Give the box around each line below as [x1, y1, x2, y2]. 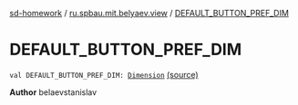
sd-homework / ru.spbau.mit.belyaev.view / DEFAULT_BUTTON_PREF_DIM [9, 8, 290, 18]
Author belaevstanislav [9, 86, 98, 98]
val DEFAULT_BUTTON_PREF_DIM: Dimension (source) [9, 69, 199, 80]
